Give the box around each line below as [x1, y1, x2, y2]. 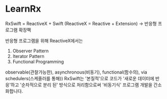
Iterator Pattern [12, 53, 45, 59]
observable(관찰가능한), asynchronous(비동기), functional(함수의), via [5, 69, 148, 75]
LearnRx [5, 3, 41, 15]
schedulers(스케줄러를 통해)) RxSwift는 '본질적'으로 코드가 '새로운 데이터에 [5, 75, 154, 81]
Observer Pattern [12, 48, 49, 54]
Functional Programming [12, 58, 64, 64]
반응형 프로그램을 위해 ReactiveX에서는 [5, 38, 83, 44]
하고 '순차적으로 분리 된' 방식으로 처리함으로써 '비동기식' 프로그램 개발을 [11, 82, 153, 88]
